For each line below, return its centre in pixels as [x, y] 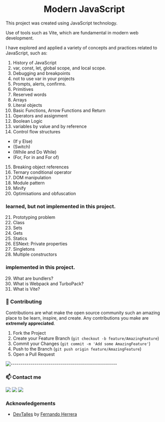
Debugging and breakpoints [41, 73]
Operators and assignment [40, 115]
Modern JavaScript [84, 9]
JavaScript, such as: [27, 53]
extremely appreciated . [30, 323]
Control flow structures [37, 131]
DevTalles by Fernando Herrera [45, 414]
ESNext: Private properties [40, 244]
